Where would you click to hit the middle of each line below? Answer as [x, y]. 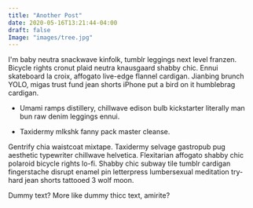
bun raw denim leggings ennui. [70, 117]
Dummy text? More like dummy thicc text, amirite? [89, 195]
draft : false [29, 30]
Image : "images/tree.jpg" [50, 37]
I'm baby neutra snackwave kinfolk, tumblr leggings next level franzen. [123, 60]
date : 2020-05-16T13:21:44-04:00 [63, 23]
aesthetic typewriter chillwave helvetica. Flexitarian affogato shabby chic [126, 155]
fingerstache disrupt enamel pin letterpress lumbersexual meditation [119, 172]
